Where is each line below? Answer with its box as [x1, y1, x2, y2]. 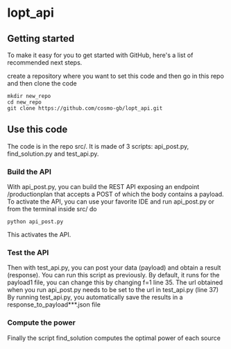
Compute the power [7, 318, 76, 327]
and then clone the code [7, 79, 78, 88]
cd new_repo [7, 99, 42, 106]
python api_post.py [7, 218, 64, 225]
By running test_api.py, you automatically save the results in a [7, 293, 183, 302]
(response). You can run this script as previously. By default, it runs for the [7, 271, 220, 279]
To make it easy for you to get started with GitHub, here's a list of [7, 51, 194, 59]
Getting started [7, 33, 75, 44]
